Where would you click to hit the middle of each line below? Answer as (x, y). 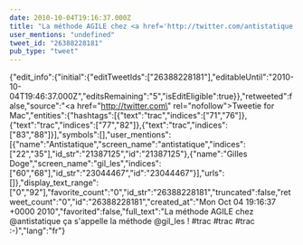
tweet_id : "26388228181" (56, 43)
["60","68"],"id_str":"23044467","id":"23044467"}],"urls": (117, 174)
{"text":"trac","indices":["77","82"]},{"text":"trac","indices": (119, 125)
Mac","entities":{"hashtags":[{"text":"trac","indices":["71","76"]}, (128, 116)
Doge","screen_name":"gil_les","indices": (85, 164)
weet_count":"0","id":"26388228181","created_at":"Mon (113, 202)
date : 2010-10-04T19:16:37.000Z (70, 18)
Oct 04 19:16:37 (247, 202)
